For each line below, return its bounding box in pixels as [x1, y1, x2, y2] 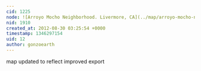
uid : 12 [6, 36, 26, 42]
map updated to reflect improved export [6, 57, 105, 65]
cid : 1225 [6, 8, 31, 15]
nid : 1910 [6, 20, 31, 25]
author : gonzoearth [6, 42, 55, 48]
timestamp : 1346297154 [6, 31, 63, 37]
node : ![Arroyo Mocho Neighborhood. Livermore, [6, 14, 127, 20]
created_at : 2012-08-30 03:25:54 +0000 [6, 25, 106, 31]
